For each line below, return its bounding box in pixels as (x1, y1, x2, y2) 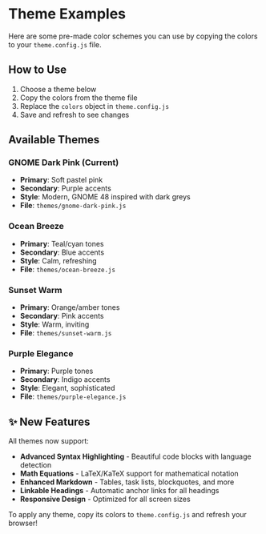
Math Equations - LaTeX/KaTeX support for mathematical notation (19, 469, 239, 479)
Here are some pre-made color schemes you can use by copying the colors (8, 31, 258, 41)
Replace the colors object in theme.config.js (19, 101, 170, 110)
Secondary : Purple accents (19, 183, 112, 193)
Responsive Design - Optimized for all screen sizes (19, 494, 191, 504)
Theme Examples (8, 5, 127, 23)
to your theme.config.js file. (8, 39, 102, 49)
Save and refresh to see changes (19, 110, 130, 119)
